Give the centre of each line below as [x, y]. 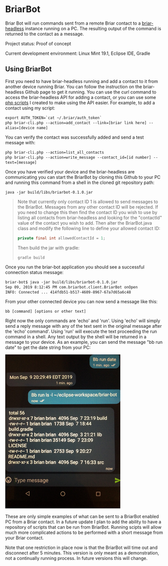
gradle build [31, 257]
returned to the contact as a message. [45, 34]
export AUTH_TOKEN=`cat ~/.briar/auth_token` [53, 118]
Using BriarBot [28, 69]
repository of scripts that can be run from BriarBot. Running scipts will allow [83, 527]
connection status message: [34, 272]
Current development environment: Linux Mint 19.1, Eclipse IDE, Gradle [78, 53]
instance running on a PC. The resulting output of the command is [93, 28]
